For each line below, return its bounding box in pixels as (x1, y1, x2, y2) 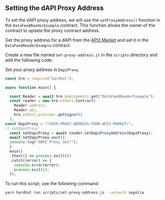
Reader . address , (14, 103, 48, 108)
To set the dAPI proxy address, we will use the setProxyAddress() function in (5, 17, 161, 23)
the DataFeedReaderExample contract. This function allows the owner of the (5, 22, 155, 28)
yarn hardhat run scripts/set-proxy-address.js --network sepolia (5, 190, 144, 195)
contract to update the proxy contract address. (5, 27, 100, 33)
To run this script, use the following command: (5, 181, 99, 187)
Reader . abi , (14, 108, 38, 113)
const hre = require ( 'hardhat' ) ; (5, 76, 74, 81)
